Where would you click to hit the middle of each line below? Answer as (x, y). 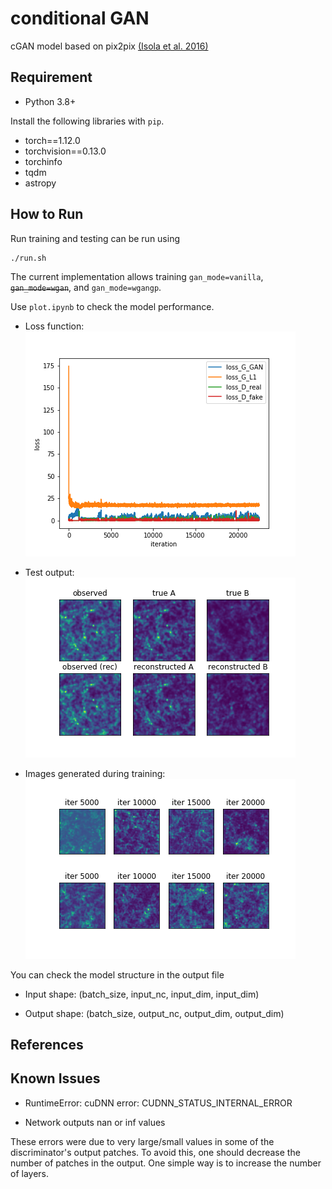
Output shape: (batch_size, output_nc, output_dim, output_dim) (154, 1013)
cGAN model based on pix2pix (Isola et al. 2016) (109, 46)
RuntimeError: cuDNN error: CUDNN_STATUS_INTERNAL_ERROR (158, 1103)
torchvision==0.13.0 (65, 151)
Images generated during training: (95, 773)
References (47, 1044)
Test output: (49, 572)
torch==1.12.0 (52, 140)
